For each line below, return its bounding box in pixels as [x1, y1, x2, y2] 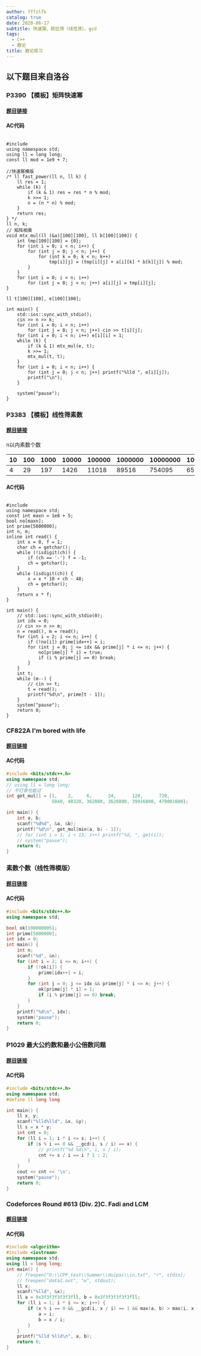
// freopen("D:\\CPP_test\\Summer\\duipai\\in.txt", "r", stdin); [17, 1272, 186, 1278]
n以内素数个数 [6, 441, 41, 448]
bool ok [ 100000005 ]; [6, 925, 58, 931]
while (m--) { [17, 676, 52, 682]
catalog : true [6, 14, 42, 20]
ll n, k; [6, 220, 28, 227]
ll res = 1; [17, 178, 47, 185]
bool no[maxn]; [6, 518, 44, 524]
